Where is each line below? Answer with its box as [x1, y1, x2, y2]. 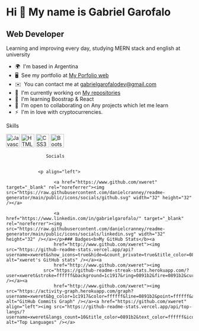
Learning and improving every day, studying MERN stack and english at [6, 44, 181, 52]
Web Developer [6, 29, 65, 39]
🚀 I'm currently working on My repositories [14, 89, 121, 96]
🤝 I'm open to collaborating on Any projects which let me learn [14, 102, 169, 109]
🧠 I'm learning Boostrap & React [14, 96, 94, 103]
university [6, 51, 31, 58]
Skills [6, 122, 20, 129]
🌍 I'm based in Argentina [14, 63, 78, 70]
